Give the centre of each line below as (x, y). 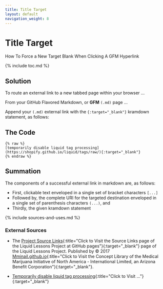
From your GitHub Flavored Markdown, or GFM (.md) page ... (66, 103)
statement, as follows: (27, 117)
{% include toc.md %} (27, 66)
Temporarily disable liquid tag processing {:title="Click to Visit (74, 276)
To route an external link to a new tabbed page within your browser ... (75, 93)
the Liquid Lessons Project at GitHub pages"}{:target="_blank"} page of (84, 246)
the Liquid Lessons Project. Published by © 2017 (61, 251)
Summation (23, 171)
